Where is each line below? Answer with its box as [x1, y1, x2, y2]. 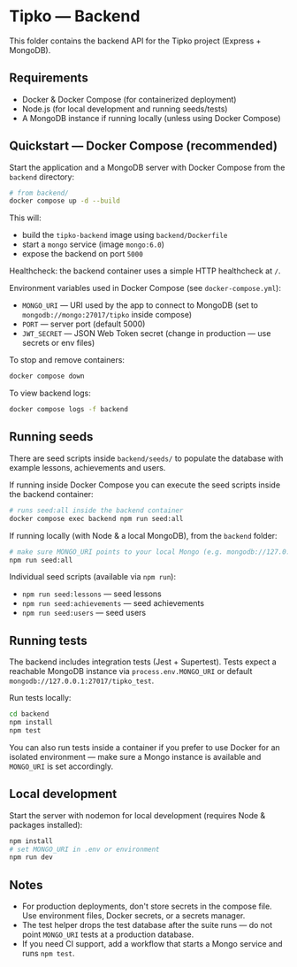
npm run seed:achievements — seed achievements [21, 598, 205, 609]
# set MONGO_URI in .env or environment [9, 845, 161, 854]
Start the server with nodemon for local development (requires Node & [9, 810, 266, 820]
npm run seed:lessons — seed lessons [21, 588, 162, 599]
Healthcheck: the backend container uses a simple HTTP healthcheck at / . [9, 265, 281, 276]
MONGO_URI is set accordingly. [9, 761, 114, 771]
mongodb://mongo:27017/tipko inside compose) [21, 310, 193, 320]
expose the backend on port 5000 [21, 249, 143, 259]
